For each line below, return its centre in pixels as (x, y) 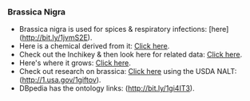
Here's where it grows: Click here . (75, 63)
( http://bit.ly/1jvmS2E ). (56, 37)
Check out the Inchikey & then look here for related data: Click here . (131, 55)
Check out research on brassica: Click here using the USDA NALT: (128, 72)
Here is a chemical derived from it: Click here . (94, 46)
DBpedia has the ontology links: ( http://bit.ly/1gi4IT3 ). (107, 88)
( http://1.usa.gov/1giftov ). (60, 80)
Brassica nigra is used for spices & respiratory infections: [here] (124, 29)
